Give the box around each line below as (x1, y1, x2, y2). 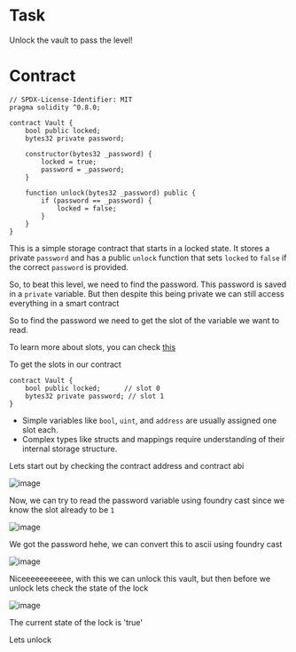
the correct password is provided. (9, 261, 129, 272)
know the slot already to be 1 (9, 504, 115, 515)
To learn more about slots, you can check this (9, 341, 176, 352)
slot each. (21, 424, 58, 435)
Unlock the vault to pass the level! (9, 35, 133, 45)
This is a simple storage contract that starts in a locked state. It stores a (9, 243, 270, 253)
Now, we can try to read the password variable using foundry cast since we (9, 495, 285, 505)
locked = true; (41, 157, 97, 166)
